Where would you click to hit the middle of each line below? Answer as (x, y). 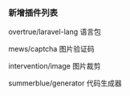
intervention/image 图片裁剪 (55, 66)
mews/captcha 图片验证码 (51, 49)
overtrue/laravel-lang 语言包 (55, 32)
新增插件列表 (33, 12)
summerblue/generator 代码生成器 (65, 83)
